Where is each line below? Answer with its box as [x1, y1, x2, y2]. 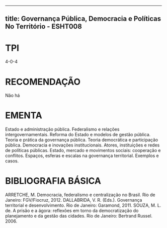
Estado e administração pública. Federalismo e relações [5, 126, 120, 132]
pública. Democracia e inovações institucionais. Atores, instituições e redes [5, 142, 160, 148]
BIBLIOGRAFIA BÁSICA [5, 175, 101, 187]
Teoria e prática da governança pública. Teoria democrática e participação [5, 137, 158, 143]
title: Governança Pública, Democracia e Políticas [5, 14, 162, 23]
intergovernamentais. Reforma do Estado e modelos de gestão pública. [5, 132, 151, 138]
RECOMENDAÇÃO [5, 76, 81, 87]
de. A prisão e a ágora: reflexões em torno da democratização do [5, 208, 139, 214]
